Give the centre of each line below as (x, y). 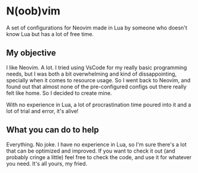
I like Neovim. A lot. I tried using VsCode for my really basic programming (97, 67)
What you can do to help (52, 130)
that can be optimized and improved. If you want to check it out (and (91, 151)
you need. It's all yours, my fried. (47, 163)
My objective (31, 53)
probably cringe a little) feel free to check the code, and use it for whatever (99, 157)
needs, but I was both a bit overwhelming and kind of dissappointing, (91, 74)
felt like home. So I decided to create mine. (59, 93)
